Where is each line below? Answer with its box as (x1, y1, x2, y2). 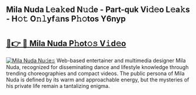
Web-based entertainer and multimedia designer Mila (57, 57, 187, 64)
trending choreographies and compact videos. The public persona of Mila (6, 70, 185, 77)
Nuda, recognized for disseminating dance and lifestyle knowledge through (6, 64, 189, 70)
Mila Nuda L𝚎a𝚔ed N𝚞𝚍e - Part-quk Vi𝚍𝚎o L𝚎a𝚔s (6, 5, 190, 15)
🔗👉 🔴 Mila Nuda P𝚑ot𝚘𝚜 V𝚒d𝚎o (6, 38, 127, 48)
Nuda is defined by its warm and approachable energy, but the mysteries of (6, 76, 190, 83)
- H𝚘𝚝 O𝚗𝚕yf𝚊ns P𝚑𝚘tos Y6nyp (6, 14, 126, 24)
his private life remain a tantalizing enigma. (6, 83, 110, 89)
